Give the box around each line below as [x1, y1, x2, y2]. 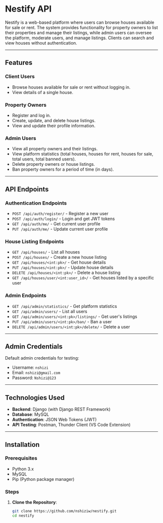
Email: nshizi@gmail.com [12, 370, 61, 376]
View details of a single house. [12, 89, 74, 95]
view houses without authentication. [5, 40, 78, 46]
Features [5, 59, 33, 67]
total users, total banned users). [12, 156, 76, 162]
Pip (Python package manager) [12, 476, 75, 482]
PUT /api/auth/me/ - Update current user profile [12, 226, 108, 232]
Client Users [5, 73, 35, 80]
